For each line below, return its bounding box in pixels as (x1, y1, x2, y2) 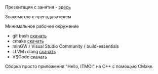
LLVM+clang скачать (12, 49, 56, 54)
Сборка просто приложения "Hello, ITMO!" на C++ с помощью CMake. (5, 64, 154, 69)
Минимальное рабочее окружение (5, 23, 79, 29)
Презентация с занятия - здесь (5, 4, 71, 10)
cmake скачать (12, 38, 44, 44)
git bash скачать (12, 33, 47, 38)
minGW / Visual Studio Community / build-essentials (12, 43, 119, 49)
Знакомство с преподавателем (5, 14, 72, 19)
